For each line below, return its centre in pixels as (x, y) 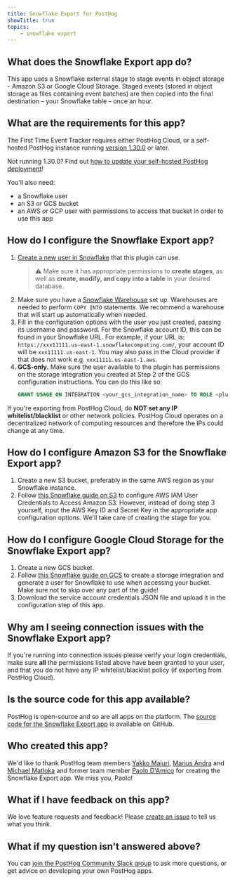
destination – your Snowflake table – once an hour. (80, 101)
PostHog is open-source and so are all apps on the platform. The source (112, 716)
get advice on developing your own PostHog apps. (80, 871)
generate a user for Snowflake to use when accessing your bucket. (114, 583)
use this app (35, 218)
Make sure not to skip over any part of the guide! (88, 590)
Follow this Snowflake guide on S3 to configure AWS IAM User (108, 495)
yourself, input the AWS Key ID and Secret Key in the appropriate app (117, 510)
